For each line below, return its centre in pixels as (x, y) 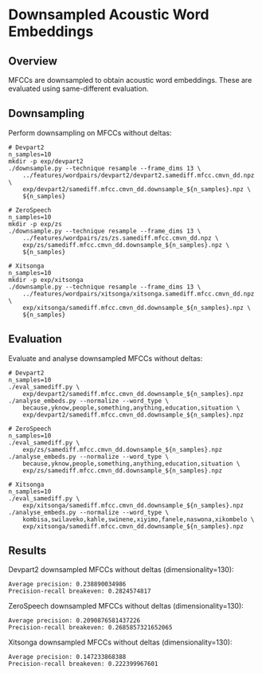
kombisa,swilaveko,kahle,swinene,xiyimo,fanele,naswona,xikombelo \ (139, 519)
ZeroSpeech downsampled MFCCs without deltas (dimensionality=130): (126, 606)
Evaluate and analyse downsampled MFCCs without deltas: (106, 358)
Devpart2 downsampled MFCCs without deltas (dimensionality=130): (121, 570)
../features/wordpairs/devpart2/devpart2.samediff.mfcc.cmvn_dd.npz (139, 175)
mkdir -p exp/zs (35, 224)
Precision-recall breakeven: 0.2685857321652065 (90, 628)
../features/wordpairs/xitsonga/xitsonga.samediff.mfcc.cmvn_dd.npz (139, 294)
